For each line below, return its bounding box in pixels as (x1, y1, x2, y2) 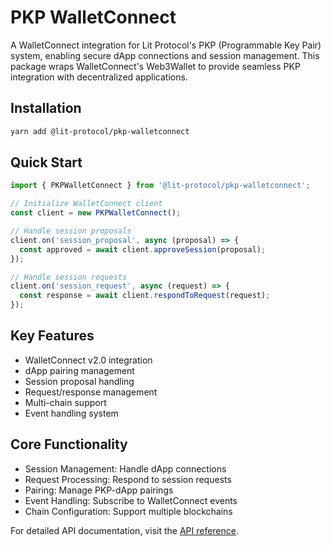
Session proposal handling (24, 375, 135, 387)
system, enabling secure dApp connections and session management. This (10, 49, 320, 61)
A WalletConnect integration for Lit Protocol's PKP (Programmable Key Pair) (10, 39, 322, 51)
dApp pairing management (24, 364, 135, 376)
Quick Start (10, 154, 83, 171)
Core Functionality (10, 436, 128, 453)
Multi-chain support (24, 396, 107, 408)
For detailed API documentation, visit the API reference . (10, 524, 240, 536)
